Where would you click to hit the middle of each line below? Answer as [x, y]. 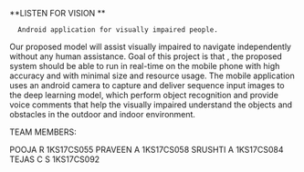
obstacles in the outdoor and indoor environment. [103, 114]
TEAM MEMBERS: [43, 132]
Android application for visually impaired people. [118, 30]
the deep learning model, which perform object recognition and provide [144, 95]
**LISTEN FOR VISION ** [58, 13]
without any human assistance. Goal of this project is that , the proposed [146, 56]
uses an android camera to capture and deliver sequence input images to [147, 85]
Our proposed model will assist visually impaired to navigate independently [151, 46]
